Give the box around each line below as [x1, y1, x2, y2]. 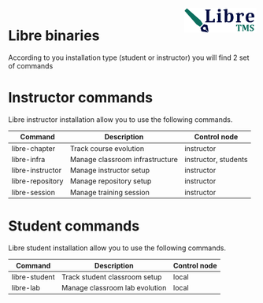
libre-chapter [11, 143, 56, 153]
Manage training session [69, 187, 150, 197]
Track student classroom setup [61, 272, 162, 282]
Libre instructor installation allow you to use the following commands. [8, 114, 233, 124]
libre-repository [11, 176, 64, 186]
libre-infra [11, 154, 46, 164]
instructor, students [184, 154, 248, 164]
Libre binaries [8, 27, 100, 45]
